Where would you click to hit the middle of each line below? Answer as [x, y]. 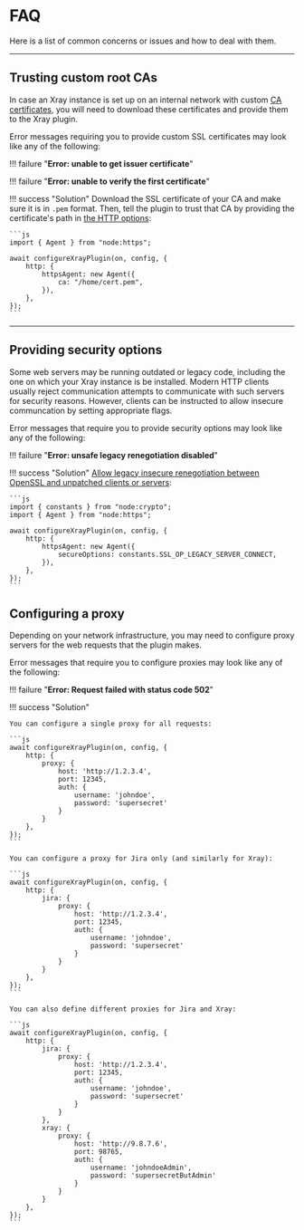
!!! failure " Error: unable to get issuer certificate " [101, 163]
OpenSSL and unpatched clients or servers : [90, 482]
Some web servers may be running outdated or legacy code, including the [147, 371]
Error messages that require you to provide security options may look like [146, 428]
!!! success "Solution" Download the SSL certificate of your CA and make [145, 198]
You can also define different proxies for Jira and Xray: [123, 1009]
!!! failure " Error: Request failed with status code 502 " [112, 690]
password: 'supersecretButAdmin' [153, 1176]
